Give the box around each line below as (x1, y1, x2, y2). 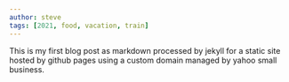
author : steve (9, 12, 62, 22)
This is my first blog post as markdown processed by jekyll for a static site (9, 45, 281, 56)
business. (9, 63, 44, 75)
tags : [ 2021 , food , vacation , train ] (9, 21, 149, 30)
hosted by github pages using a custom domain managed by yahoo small (9, 55, 277, 65)
